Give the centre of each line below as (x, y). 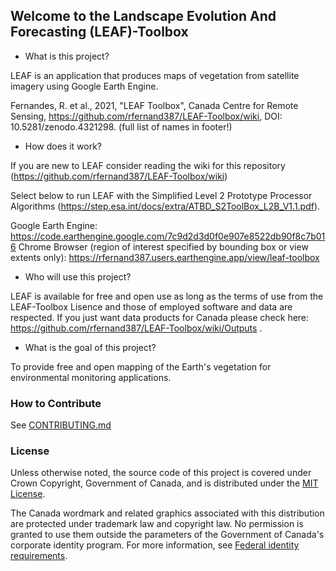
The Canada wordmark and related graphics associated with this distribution (167, 513)
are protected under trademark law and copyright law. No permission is (157, 524)
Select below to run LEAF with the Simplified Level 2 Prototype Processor (161, 195)
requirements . (39, 556)
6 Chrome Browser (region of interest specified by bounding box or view (159, 246)
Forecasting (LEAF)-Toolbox (99, 32)
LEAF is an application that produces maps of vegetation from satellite (155, 75)
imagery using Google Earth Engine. (84, 86)
